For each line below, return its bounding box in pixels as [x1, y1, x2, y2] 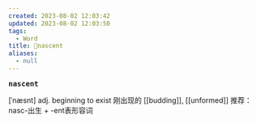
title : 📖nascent [8, 42, 63, 50]
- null [15, 57, 38, 66]
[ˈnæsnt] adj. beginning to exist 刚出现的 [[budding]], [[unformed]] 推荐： [8, 95, 252, 105]
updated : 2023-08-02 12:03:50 [8, 19, 111, 28]
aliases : [8, 49, 38, 57]
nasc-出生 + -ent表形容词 [8, 105, 93, 115]
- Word [15, 34, 38, 43]
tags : [8, 27, 27, 35]
